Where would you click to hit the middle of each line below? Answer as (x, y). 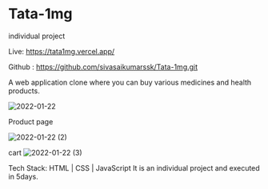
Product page (31, 121)
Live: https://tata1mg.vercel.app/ (62, 51)
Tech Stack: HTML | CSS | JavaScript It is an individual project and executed (134, 167)
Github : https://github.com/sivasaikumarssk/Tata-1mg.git (103, 67)
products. (24, 91)
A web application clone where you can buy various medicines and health (130, 82)
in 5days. (23, 176)
